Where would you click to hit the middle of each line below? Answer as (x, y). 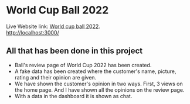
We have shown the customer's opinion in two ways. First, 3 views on (99, 84)
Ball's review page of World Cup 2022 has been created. (83, 65)
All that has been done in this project (74, 51)
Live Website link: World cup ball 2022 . (53, 26)
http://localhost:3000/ (33, 32)
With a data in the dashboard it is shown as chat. (73, 96)
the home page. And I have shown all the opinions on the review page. (99, 90)
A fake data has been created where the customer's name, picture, (95, 71)
